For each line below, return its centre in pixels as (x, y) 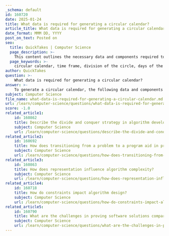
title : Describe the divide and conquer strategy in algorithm (82, 122)
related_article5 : (24, 207)
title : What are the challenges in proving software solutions (82, 216)
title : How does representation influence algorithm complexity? (84, 169)
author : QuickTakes (26, 71)
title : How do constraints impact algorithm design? (71, 193)
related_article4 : (24, 184)
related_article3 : (24, 160)
